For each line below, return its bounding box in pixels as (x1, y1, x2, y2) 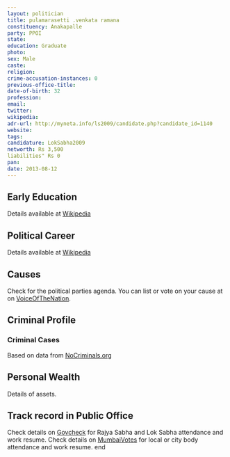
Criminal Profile (7, 314, 76, 326)
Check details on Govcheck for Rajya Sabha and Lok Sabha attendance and (7, 428, 224, 437)
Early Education (7, 191, 78, 203)
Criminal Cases (7, 335, 60, 345)
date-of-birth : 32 (7, 88, 60, 95)
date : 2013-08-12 (7, 165, 58, 173)
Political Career (7, 230, 75, 241)
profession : (7, 95, 42, 102)
